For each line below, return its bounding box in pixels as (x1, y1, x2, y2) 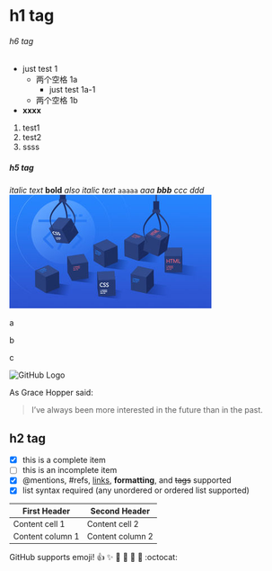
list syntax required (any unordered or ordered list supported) (22, 485, 250, 495)
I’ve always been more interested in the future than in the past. (31, 405, 263, 415)
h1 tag (9, 5, 55, 26)
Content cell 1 (13, 519, 66, 530)
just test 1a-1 (48, 85, 96, 95)
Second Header (90, 505, 151, 516)
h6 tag (9, 35, 34, 46)
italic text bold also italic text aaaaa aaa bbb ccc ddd (9, 185, 205, 196)
